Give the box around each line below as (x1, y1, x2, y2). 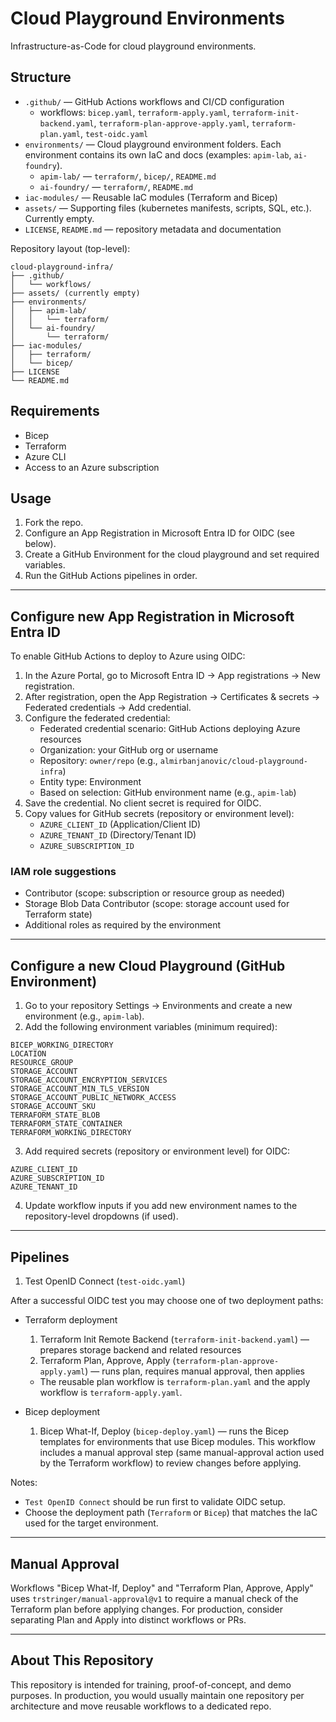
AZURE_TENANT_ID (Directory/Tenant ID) (39, 829, 197, 841)
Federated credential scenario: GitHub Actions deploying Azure (39, 723, 301, 735)
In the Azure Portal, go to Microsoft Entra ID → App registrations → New (24, 670, 321, 682)
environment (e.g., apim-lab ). (24, 1010, 145, 1022)
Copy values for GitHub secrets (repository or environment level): (24, 808, 295, 820)
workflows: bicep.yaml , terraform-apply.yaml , (39, 106, 230, 118)
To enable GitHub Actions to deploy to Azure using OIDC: (10, 650, 246, 662)
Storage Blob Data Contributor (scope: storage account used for (24, 898, 290, 910)
